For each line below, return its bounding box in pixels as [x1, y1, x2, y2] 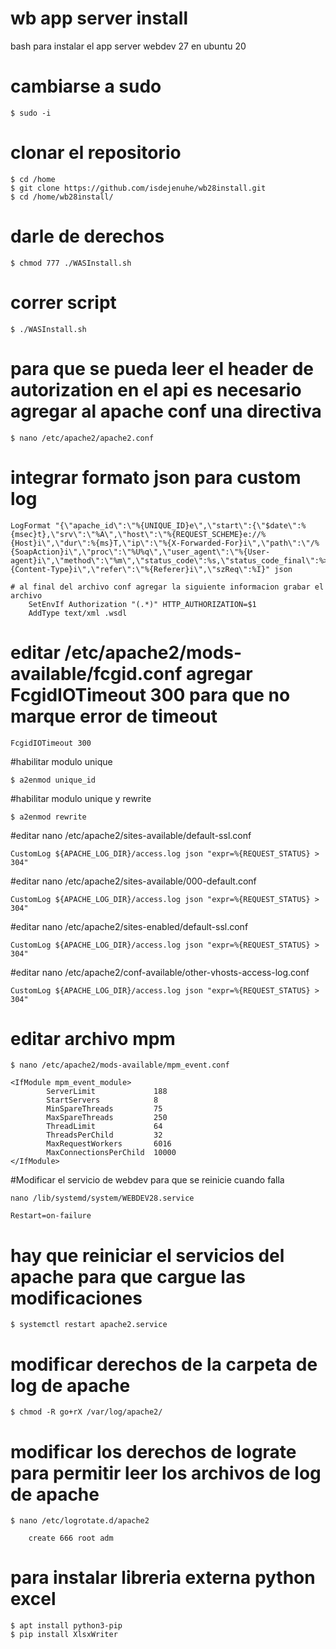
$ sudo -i [10, 108, 52, 118]
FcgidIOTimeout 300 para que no [10, 683, 291, 706]
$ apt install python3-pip [10, 1621, 123, 1631]
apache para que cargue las [10, 1265, 246, 1288]
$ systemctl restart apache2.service [10, 1320, 168, 1330]
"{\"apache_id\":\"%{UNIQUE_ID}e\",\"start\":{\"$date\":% [54, 520, 307, 531]
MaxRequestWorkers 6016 [46, 1139, 172, 1149]
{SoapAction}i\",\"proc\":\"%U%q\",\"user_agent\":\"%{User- [10, 547, 271, 557]
